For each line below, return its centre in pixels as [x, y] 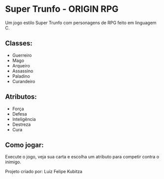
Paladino [21, 76]
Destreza [21, 124]
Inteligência [24, 119]
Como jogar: [25, 145]
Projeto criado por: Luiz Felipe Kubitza [44, 172]
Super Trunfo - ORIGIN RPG [62, 9]
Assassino [23, 71]
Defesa [19, 114]
